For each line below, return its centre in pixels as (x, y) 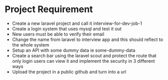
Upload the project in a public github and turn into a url (69, 71)
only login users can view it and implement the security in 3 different (83, 61)
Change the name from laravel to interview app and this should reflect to (88, 39)
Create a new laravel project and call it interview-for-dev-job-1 (77, 23)
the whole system (30, 45)
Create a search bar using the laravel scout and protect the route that (84, 55)
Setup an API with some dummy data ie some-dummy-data (74, 50)
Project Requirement (49, 9)
